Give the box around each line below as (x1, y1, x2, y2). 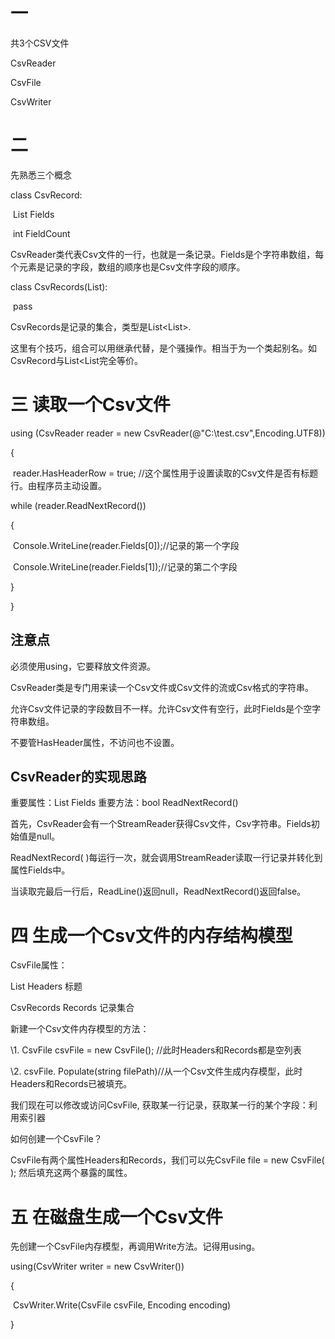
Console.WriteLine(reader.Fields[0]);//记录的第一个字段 (12, 539, 240, 551)
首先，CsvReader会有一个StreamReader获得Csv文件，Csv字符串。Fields (10, 818, 312, 830)
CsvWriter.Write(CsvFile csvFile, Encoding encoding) (12, 1299, 232, 1311)
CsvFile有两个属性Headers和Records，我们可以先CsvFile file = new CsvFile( (10, 1154, 325, 1166)
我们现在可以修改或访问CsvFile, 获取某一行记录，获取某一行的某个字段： (10, 1099, 309, 1111)
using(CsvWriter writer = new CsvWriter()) (10, 1260, 185, 1273)
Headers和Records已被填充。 (10, 1078, 133, 1090)
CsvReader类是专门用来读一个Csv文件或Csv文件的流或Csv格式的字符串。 (10, 681, 314, 693)
